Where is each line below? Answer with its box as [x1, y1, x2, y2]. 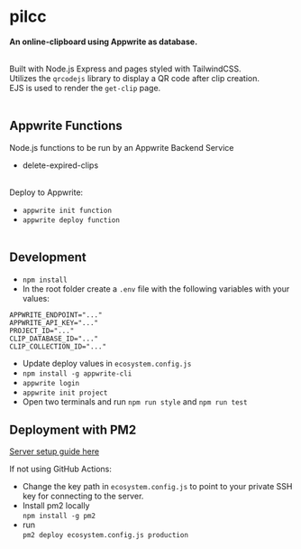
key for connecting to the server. [22, 490, 144, 502]
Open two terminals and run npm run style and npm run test [22, 395, 248, 407]
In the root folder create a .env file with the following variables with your [22, 283, 290, 294]
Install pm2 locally [22, 500, 90, 511]
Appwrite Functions [9, 118, 123, 134]
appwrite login [22, 378, 80, 387]
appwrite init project [22, 388, 108, 397]
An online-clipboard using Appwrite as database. [9, 36, 198, 47]
